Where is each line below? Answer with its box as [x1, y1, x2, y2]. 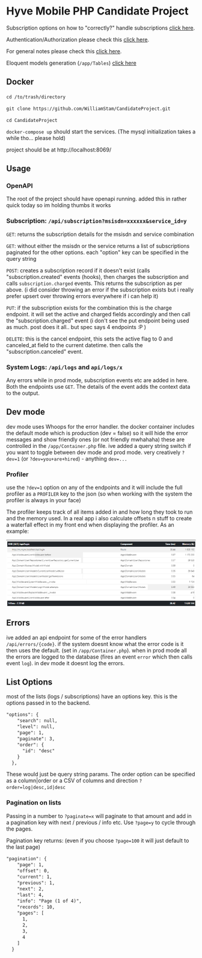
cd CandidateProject [6, 117, 58, 123]
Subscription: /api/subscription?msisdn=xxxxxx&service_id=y [6, 217, 187, 225]
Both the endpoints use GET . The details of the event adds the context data [6, 383, 191, 391]
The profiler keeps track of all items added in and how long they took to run [6, 508, 193, 516]
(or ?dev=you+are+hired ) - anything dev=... [20, 455, 127, 462]
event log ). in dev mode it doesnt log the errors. [6, 659, 125, 666]
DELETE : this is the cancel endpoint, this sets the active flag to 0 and [6, 335, 173, 342]
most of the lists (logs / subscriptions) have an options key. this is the [6, 693, 178, 700]
